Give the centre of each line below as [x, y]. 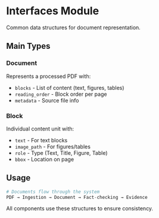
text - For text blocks [41, 140]
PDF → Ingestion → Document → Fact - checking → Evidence [77, 197]
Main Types [28, 46]
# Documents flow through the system [53, 192]
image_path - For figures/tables [53, 147]
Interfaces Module [53, 11]
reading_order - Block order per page [61, 94]
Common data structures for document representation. [74, 27]
